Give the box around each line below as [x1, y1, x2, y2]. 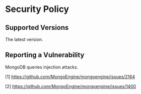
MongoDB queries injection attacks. [5, 64, 78, 70]
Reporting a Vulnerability [5, 51, 84, 59]
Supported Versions [5, 23, 69, 32]
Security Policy [5, 3, 70, 15]
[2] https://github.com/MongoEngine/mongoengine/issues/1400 [5, 83, 137, 89]
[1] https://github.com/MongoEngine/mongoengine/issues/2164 [5, 74, 136, 80]
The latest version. [5, 36, 43, 42]
